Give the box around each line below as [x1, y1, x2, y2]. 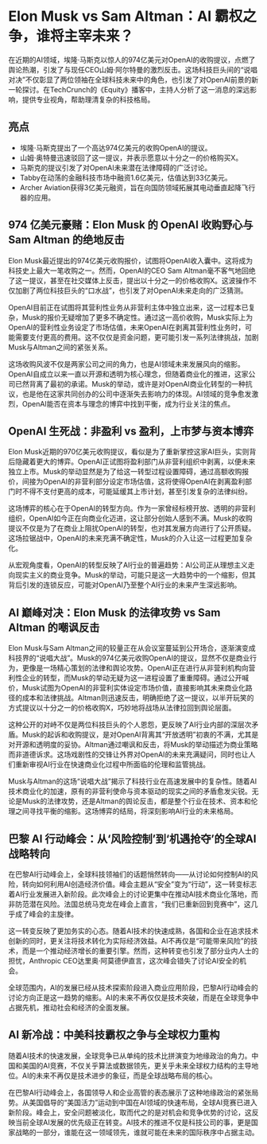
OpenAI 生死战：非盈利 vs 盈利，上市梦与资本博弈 [8, 424, 254, 438]
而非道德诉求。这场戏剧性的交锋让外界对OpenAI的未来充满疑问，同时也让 [8, 749, 249, 760]
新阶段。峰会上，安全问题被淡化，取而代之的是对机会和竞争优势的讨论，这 [8, 1107, 252, 1117]
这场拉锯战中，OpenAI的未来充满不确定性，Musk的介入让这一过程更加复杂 [8, 534, 253, 543]
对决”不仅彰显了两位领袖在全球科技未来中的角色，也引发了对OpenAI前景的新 [8, 75, 259, 84]
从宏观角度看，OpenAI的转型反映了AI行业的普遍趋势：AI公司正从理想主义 [8, 560, 248, 570]
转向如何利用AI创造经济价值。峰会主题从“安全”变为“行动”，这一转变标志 [21, 880, 257, 889]
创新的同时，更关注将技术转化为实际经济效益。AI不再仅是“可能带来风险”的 [8, 936, 251, 945]
